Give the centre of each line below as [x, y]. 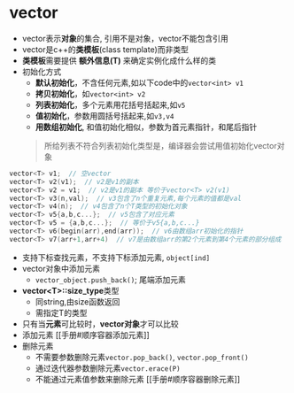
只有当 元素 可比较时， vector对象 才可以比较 [100, 324]
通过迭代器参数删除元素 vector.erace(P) [108, 368]
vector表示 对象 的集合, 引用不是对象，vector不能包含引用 [125, 38]
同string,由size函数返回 [77, 301]
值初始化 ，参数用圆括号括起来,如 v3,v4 [104, 116]
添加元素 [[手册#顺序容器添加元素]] [86, 335]
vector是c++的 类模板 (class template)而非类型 [105, 49]
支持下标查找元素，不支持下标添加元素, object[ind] [116, 257]
